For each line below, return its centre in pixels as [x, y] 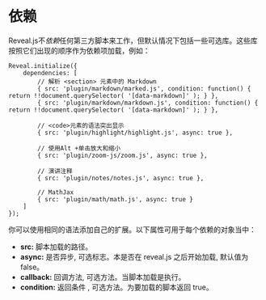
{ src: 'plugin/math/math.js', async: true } [116, 199]
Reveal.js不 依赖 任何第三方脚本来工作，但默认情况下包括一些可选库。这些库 [133, 40]
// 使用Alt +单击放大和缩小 [79, 148]
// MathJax [56, 192]
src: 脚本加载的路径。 [56, 247]
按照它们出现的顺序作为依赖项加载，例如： [79, 50]
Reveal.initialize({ [43, 65]
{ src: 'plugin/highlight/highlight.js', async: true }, [135, 133]
